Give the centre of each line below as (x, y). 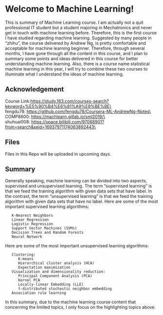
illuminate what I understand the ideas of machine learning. (64, 74)
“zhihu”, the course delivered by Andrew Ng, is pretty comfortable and (75, 43)
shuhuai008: (18, 122)
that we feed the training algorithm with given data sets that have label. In (79, 191)
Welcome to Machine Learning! (70, 9)
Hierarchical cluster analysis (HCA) (56, 263)
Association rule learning (39, 293)
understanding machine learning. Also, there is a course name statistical (77, 64)
